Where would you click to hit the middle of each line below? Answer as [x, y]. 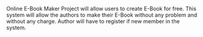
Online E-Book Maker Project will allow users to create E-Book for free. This [101, 9]
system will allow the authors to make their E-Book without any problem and [102, 15]
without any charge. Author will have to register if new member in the [93, 21]
